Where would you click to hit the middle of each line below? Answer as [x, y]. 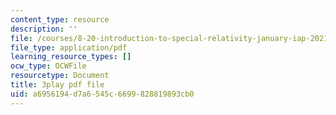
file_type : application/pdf [69, 47]
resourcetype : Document [60, 76]
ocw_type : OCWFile [48, 66]
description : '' [44, 29]
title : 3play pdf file [57, 85]
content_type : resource [60, 19]
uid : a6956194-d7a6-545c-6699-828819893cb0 [102, 94]
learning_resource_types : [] [71, 57]
